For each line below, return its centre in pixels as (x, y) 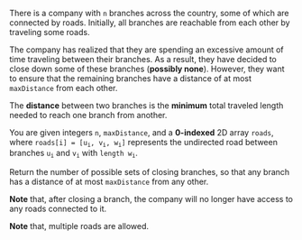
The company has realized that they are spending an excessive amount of (146, 50)
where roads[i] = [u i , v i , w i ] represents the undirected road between (143, 143)
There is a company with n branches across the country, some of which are (149, 13)
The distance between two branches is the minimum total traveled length (146, 106)
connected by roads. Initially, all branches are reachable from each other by (150, 23)
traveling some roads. (50, 32)
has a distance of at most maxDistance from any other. (109, 181)
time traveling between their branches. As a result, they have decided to (143, 59)
